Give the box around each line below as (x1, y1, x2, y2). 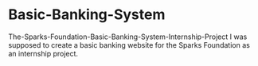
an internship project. (8, 49, 78, 58)
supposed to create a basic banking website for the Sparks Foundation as (8, 40, 251, 49)
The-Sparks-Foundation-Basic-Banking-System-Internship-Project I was (8, 32, 248, 41)
